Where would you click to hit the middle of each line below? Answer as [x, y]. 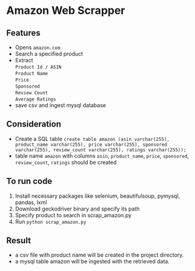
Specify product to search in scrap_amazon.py [73, 215]
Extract [24, 60]
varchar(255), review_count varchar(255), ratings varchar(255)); [101, 150]
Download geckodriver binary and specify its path [78, 209]
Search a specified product [49, 54]
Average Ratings [35, 99]
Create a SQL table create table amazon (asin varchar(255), [92, 139]
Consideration [34, 124]
